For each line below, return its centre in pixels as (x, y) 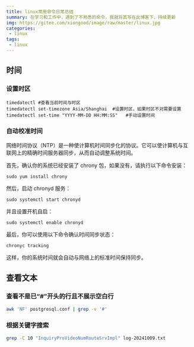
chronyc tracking (28, 245)
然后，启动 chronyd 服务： (39, 188)
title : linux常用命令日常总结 (40, 12)
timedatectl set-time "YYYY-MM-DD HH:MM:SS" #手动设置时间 (81, 115)
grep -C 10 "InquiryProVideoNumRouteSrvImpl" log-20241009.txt (86, 338)
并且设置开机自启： (30, 211)
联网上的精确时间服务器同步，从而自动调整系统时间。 (71, 153)
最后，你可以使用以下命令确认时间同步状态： (61, 234)
